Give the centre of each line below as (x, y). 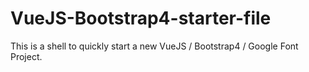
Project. (26, 56)
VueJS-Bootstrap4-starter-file (141, 18)
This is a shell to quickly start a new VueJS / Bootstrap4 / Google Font (154, 46)
